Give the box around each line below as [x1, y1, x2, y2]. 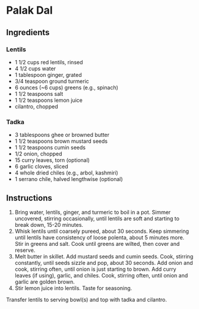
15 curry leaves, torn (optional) [14, 157, 90, 164]
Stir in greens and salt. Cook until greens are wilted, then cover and [14, 240, 180, 247]
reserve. [14, 246, 36, 254]
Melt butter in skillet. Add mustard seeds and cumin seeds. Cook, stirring [14, 252, 194, 260]
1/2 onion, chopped [14, 150, 62, 158]
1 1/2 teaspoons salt [14, 90, 64, 97]
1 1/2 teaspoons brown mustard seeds [14, 138, 108, 145]
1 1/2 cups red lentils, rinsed [14, 58, 83, 65]
